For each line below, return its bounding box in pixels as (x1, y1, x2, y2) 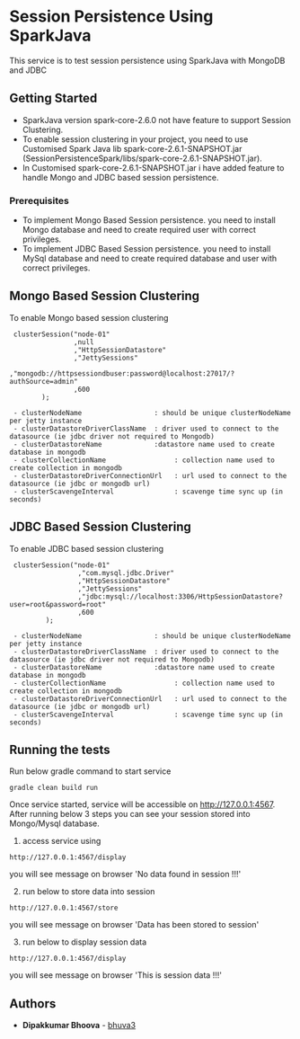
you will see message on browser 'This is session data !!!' (9, 970, 223, 981)
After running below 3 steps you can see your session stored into (9, 809, 251, 820)
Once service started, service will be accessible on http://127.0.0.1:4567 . (9, 799, 276, 810)
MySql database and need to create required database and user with (22, 253, 278, 264)
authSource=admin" (9, 377, 78, 386)
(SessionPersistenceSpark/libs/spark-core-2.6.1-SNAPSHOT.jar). (22, 153, 262, 164)
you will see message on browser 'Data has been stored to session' (9, 919, 260, 930)
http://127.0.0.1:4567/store (9, 903, 119, 913)
